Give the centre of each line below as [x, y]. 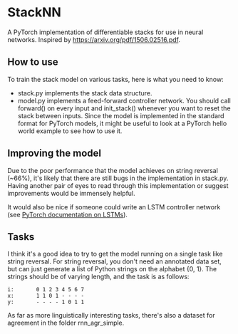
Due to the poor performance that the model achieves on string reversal [113, 170]
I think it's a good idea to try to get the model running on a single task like [115, 254]
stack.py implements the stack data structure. [85, 93]
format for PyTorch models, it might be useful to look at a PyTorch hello [122, 123]
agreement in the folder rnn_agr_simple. [66, 323]
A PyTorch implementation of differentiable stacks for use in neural [105, 32]
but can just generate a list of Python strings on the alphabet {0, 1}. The [112, 269]
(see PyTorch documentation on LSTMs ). [68, 214]
